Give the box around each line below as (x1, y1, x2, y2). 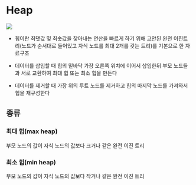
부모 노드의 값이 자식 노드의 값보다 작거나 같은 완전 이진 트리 (6, 172, 145, 180)
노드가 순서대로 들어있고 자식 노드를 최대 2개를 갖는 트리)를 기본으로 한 (21, 42, 184, 49)
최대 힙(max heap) (6, 127, 58, 136)
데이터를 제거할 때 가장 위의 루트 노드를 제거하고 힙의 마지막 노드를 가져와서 (14, 82, 188, 89)
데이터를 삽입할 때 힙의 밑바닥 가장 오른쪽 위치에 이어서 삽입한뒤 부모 (14, 62, 172, 69)
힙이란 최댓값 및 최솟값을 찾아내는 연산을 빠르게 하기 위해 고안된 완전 (14, 35, 172, 42)
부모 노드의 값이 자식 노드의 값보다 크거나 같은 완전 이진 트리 (6, 142, 145, 149)
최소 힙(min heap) (6, 158, 56, 166)
